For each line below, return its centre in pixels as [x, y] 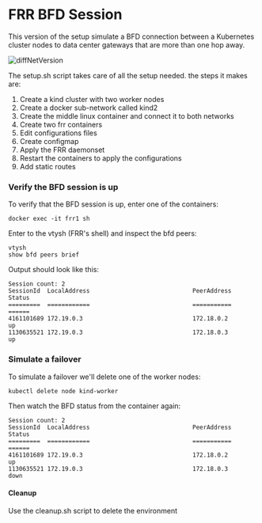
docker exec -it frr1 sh [49, 219]
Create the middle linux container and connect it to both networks [127, 116]
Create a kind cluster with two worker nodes [92, 99]
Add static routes [48, 166]
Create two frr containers [61, 124]
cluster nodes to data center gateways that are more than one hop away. [127, 44]
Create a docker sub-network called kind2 [89, 108]
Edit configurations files [58, 133]
